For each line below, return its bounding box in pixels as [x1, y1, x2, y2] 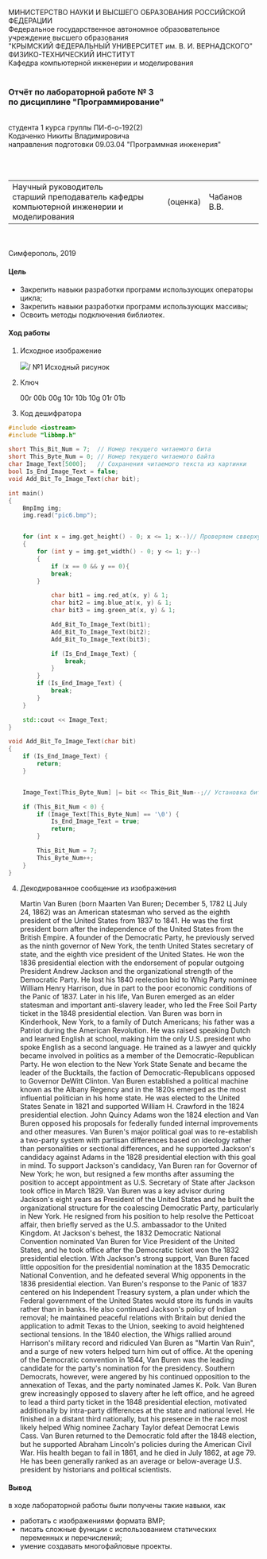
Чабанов [208, 192, 242, 203]
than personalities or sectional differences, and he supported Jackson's [19, 1143, 256, 1153]
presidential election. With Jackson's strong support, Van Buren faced [19, 1253, 250, 1263]
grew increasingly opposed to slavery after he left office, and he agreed [19, 1388, 255, 1398]
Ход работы [8, 328, 50, 338]
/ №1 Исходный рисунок [27, 362, 110, 371]
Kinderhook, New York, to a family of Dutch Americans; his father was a [19, 1017, 255, 1026]
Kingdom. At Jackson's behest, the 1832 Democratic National [19, 1228, 221, 1238]
